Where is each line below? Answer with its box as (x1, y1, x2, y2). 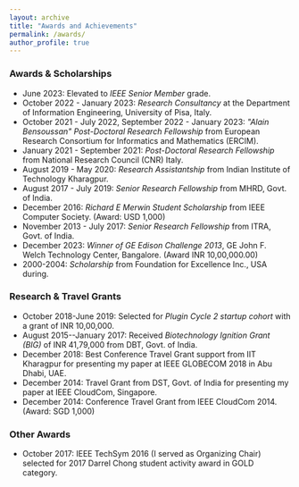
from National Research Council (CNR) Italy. (21, 154, 184, 165)
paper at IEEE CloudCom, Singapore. (21, 386, 158, 398)
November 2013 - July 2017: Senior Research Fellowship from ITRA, (21, 221, 272, 231)
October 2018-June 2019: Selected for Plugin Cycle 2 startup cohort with (21, 310, 292, 322)
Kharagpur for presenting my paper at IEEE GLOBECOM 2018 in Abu (21, 358, 273, 369)
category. (21, 467, 58, 478)
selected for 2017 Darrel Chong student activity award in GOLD (21, 458, 254, 469)
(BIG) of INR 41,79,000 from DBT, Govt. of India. (21, 339, 198, 349)
